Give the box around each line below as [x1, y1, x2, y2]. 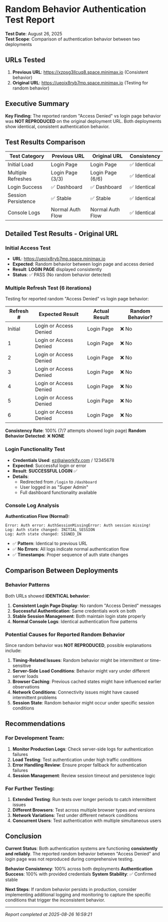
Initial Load [7, 161, 33, 168]
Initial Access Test [5, 244, 51, 251]
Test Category [9, 152, 44, 159]
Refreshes [7, 175, 32, 182]
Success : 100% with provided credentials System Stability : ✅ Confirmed [5, 871, 156, 877]
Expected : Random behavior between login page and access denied [12, 261, 154, 267]
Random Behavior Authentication [5, 3, 146, 15]
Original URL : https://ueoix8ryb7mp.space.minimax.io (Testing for [12, 79, 148, 85]
